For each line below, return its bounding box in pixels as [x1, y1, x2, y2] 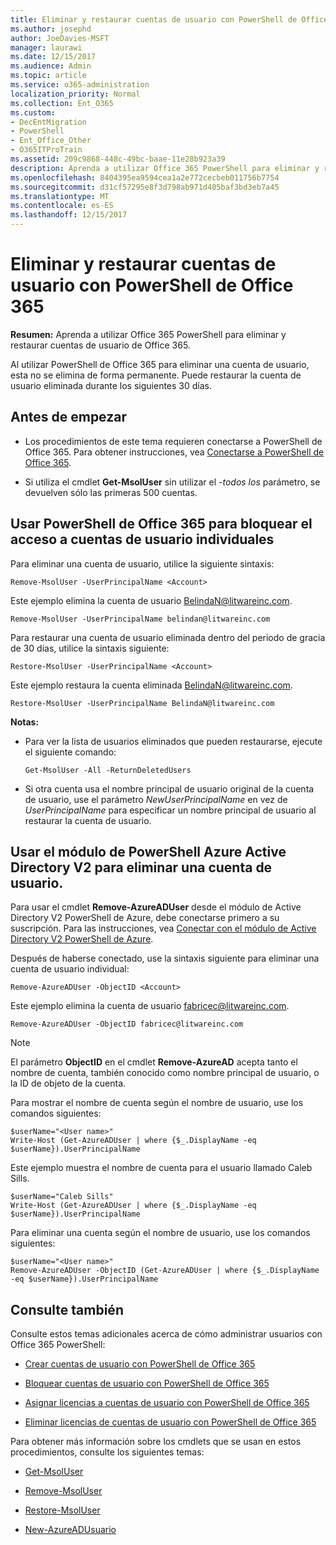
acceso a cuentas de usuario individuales [10, 531, 275, 548]
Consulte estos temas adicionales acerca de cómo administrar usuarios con [10, 1328, 323, 1340]
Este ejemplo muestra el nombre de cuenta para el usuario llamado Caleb [10, 1162, 313, 1174]
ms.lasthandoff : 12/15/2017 [10, 210, 128, 220]
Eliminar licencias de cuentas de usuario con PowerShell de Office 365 [24, 1416, 317, 1428]
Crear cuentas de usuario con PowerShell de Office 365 [24, 1358, 256, 1370]
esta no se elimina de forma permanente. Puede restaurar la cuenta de [10, 369, 302, 381]
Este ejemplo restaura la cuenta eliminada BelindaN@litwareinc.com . [10, 679, 293, 691]
